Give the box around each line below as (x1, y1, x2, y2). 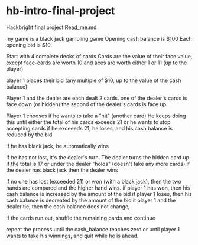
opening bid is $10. (6, 41, 52, 48)
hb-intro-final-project (6, 4, 115, 18)
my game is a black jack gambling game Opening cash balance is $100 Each (6, 35, 192, 42)
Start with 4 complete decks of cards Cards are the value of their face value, (6, 53, 193, 60)
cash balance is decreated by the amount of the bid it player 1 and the (6, 197, 176, 204)
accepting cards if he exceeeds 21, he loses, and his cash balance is (6, 125, 173, 132)
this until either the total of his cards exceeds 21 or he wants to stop (6, 118, 171, 125)
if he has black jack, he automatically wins (6, 142, 109, 149)
